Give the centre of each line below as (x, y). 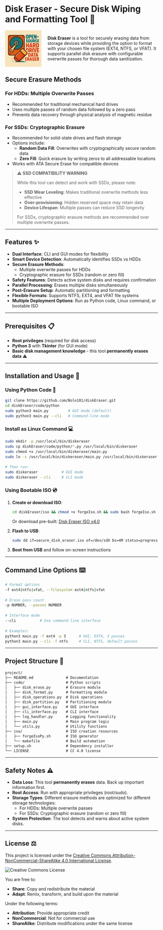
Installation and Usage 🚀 (42, 376)
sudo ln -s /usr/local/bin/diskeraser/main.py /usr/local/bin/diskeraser (81, 457)
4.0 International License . (87, 860)
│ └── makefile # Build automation (55, 741)
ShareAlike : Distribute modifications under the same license (72, 923)
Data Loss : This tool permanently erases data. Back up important (78, 782)
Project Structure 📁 (34, 661)
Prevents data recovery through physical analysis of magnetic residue (82, 114)
